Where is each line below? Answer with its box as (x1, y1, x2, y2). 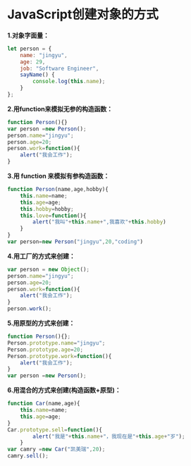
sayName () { (20, 71, 55, 78)
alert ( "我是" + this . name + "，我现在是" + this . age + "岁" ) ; (32, 433, 185, 440)
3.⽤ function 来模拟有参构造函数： (7, 172, 110, 180)
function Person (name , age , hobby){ (7, 186, 109, 193)
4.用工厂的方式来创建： (7, 252, 75, 260)
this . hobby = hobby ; (20, 205, 74, 212)
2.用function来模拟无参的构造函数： (7, 104, 113, 113)
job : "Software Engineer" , (20, 65, 99, 72)
